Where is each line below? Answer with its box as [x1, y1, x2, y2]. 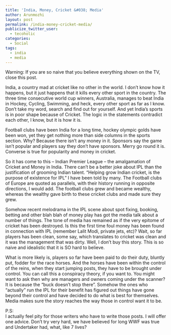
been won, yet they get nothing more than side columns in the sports [5, 132, 151, 139]
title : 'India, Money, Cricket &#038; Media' [5, 7, 104, 13]
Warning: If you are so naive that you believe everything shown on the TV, [5, 69, 161, 75]
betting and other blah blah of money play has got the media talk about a [5, 212, 158, 218]
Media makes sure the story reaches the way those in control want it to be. [5, 298, 162, 304]
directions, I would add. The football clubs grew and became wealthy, [5, 186, 152, 192]
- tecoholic [10, 31, 36, 36]
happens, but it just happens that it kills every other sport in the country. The [5, 90, 166, 96]
